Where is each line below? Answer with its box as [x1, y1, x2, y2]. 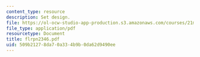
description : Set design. [6, 14, 70, 20]
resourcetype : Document [6, 31, 65, 37]
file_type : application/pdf [6, 25, 76, 31]
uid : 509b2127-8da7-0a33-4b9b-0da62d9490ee [6, 42, 116, 48]
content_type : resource [6, 8, 65, 15]
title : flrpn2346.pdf [6, 36, 60, 42]
